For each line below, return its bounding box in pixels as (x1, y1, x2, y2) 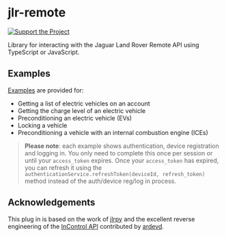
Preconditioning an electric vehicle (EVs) (17, 114, 132, 122)
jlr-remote (8, 5, 66, 21)
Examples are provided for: (8, 86, 84, 94)
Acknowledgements (8, 197, 96, 208)
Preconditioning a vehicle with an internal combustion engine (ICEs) (17, 128, 209, 136)
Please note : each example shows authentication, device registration (24, 142, 219, 150)
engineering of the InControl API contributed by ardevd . (8, 222, 165, 230)
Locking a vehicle (17, 121, 68, 129)
